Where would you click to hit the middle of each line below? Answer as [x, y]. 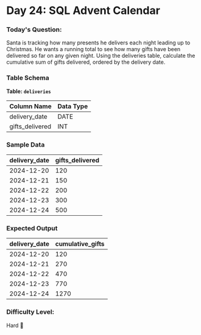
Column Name [30, 106]
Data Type [73, 106]
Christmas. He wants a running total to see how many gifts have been [93, 49]
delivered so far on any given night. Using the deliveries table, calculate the [101, 56]
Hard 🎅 [15, 325]
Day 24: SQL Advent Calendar [83, 11]
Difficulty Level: [30, 312]
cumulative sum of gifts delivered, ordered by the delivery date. [86, 62]
